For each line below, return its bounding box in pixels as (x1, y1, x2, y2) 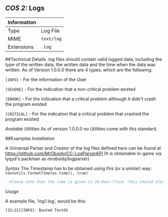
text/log (40, 36, 62, 41)
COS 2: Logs (5, 4, 45, 12)
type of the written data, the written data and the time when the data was (5, 61, 156, 67)
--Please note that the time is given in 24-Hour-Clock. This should (5, 179, 153, 184)
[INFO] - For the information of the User (5, 76, 87, 82)
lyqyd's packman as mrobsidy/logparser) (5, 156, 90, 162)
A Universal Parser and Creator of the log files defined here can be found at (5, 145, 161, 151)
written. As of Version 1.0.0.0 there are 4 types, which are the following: (5, 67, 152, 73)
